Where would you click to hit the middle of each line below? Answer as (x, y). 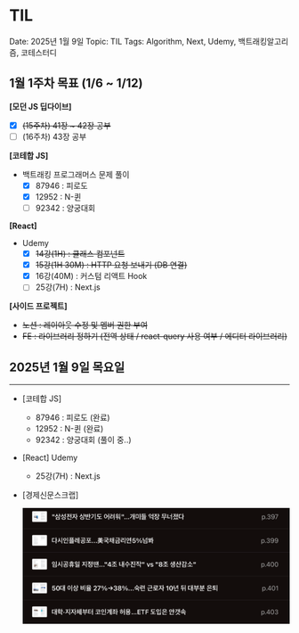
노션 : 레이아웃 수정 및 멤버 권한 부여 (85, 325)
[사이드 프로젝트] (39, 306)
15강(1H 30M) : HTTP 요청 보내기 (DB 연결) (111, 265)
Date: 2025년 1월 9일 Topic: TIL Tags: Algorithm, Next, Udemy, (123, 41)
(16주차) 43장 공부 (54, 136)
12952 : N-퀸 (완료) (69, 429)
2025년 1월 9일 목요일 (67, 367)
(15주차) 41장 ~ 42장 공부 (66, 125)
